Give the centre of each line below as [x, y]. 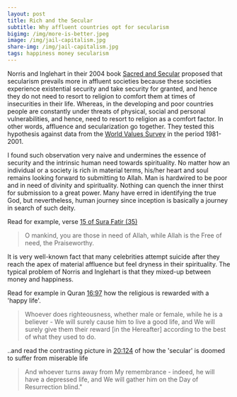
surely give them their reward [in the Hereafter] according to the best [125, 329]
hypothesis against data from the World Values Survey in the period [106, 134]
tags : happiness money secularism [58, 54]
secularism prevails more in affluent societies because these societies [110, 81]
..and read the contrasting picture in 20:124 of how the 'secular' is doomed [116, 350]
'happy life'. [24, 300]
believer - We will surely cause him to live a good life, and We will [120, 321]
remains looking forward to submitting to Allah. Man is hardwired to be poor [117, 177]
